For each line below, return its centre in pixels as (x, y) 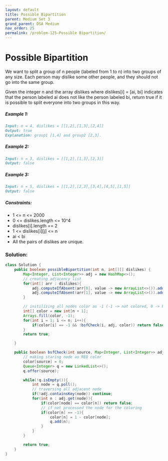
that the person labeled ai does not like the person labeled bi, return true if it (83, 97)
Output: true (19, 130)
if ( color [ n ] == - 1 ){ (62, 413)
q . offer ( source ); (41, 371)
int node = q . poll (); (54, 385)
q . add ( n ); (60, 422)
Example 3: (17, 174)
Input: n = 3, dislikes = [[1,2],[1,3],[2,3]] (54, 159)
